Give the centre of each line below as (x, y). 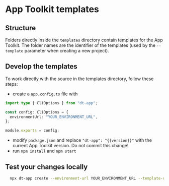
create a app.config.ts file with (45, 94)
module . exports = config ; (32, 131)
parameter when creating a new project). (67, 51)
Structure (21, 28)
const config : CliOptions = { (37, 112)
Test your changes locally (47, 167)
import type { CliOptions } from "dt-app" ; (52, 103)
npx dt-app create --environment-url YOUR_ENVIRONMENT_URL (73, 178)
